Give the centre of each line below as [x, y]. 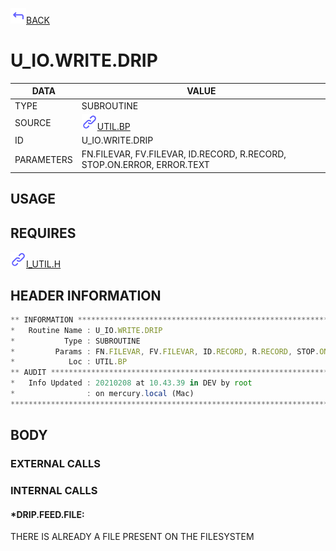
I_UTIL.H [44, 264]
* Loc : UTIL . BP [69, 362]
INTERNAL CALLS [54, 491]
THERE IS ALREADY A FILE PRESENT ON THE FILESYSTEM [132, 537]
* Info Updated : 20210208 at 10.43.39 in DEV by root [131, 383]
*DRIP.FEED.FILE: [47, 514]
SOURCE [33, 123]
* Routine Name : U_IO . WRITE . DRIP [86, 330]
